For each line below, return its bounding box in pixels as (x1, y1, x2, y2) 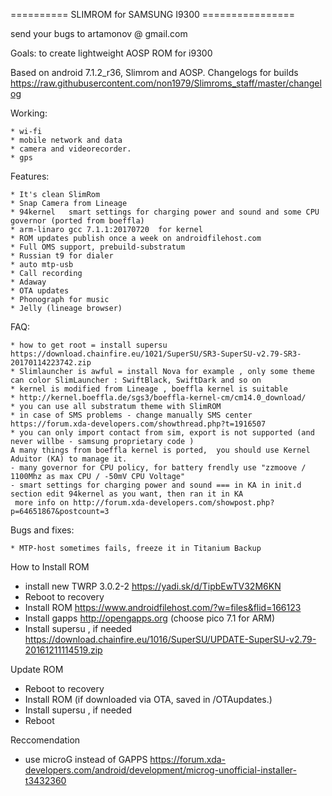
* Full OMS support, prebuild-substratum (10, 242, 186, 252)
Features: (10, 170, 50, 182)
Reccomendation (10, 734, 81, 746)
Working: (10, 107, 48, 119)
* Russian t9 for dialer (10, 251, 114, 261)
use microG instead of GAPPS (24, 754, 148, 765)
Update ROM (10, 664, 64, 675)
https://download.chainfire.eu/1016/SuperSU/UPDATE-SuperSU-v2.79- (24, 634, 317, 645)
